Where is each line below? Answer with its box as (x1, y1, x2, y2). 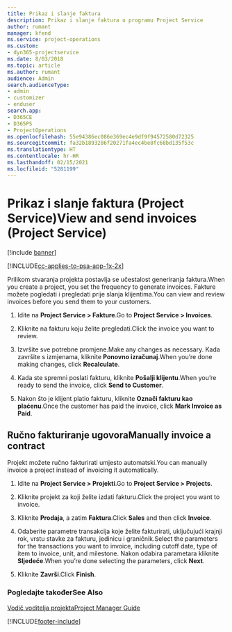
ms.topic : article (7, 62, 60, 69)
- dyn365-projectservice (7, 49, 79, 56)
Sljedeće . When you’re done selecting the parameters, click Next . (17, 557, 205, 565)
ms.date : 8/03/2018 (7, 56, 64, 63)
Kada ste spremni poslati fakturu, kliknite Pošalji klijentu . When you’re (17, 373, 217, 381)
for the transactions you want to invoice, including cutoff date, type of (17, 542, 217, 551)
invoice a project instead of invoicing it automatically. (7, 466, 159, 474)
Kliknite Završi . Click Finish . (17, 570, 96, 578)
